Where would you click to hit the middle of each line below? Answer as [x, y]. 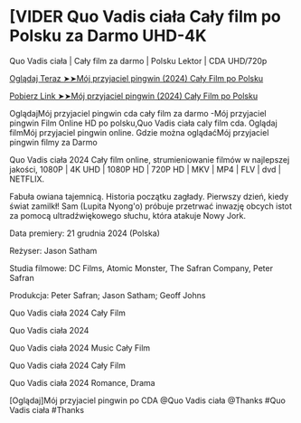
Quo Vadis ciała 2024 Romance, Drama [82, 382]
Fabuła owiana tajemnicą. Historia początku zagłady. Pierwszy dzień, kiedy [149, 196]
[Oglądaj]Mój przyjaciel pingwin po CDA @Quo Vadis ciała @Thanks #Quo [148, 400]
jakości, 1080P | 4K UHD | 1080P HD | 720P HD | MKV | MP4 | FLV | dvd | [146, 169]
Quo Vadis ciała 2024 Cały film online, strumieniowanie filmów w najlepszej [150, 159]
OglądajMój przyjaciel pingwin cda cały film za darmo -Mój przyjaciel [138, 113]
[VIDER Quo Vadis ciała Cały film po [146, 17]
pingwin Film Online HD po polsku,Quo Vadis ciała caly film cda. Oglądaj [143, 123]
